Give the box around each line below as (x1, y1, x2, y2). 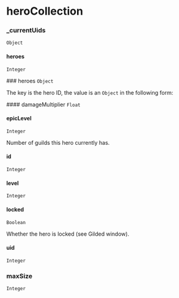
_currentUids (6, 26, 46, 35)
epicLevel (6, 115, 32, 122)
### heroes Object (6, 77, 54, 84)
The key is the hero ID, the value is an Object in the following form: (6, 89, 174, 96)
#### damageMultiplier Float (6, 101, 81, 108)
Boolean (6, 219, 26, 225)
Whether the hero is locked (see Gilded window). (6, 230, 130, 238)
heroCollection (6, 4, 84, 18)
